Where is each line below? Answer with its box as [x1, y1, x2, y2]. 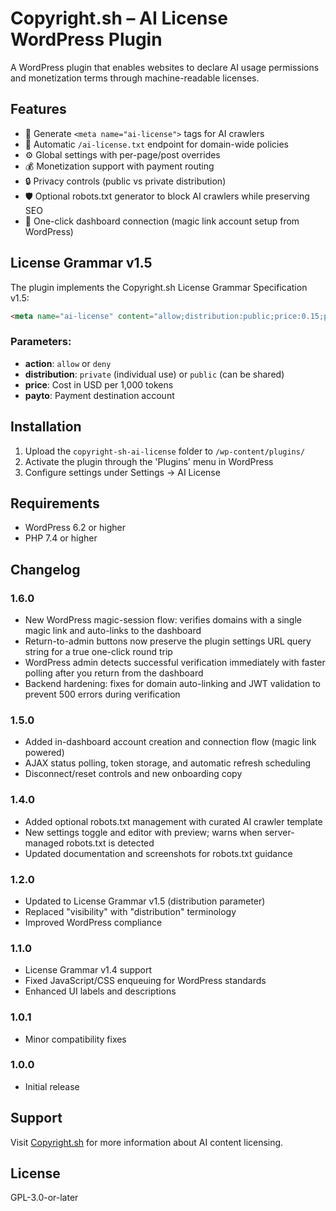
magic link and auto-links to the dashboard [24, 625, 202, 637]
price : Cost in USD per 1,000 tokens [24, 378, 174, 391]
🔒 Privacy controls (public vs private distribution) [24, 175, 227, 187]
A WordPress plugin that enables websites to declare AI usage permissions [10, 61, 320, 73]
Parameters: [10, 335, 72, 349]
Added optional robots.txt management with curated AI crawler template [24, 815, 323, 827]
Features [10, 101, 67, 118]
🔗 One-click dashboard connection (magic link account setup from [24, 215, 300, 227]
